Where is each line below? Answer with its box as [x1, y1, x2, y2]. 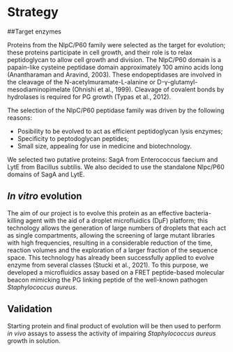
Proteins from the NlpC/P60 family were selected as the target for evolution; [7, 40, 226, 49]
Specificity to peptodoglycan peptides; [17, 134, 129, 143]
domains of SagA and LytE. [7, 170, 85, 178]
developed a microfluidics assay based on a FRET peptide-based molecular [7, 268, 225, 276]
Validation [7, 303, 52, 315]
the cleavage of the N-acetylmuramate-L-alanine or [7, 77, 156, 86]
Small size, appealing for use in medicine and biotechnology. [17, 141, 192, 150]
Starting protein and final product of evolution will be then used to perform [7, 321, 221, 330]
